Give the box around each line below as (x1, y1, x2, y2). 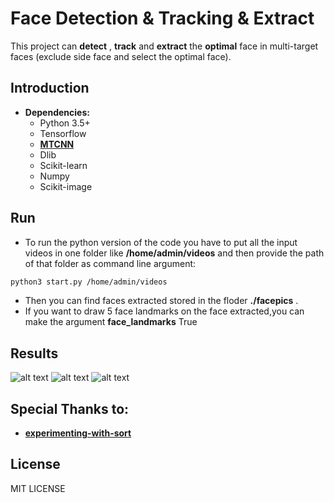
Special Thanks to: (10, 400, 130, 417)
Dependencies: (24, 106, 90, 118)
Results (10, 345, 59, 362)
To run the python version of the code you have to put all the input (24, 236, 298, 248)
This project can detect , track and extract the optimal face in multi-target (10, 40, 319, 52)
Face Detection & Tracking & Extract (10, 7, 315, 30)
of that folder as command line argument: (24, 257, 197, 269)
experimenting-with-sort (24, 427, 132, 439)
